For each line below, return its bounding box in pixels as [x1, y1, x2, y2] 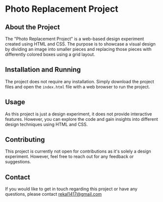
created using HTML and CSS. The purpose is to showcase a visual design [5, 41, 156, 47]
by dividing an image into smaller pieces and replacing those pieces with [5, 46, 152, 52]
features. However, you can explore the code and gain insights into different [5, 116, 158, 122]
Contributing [5, 135, 45, 144]
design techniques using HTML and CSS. [5, 121, 88, 127]
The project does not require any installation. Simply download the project [5, 78, 154, 84]
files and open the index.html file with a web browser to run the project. [5, 84, 150, 90]
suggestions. [5, 159, 31, 165]
